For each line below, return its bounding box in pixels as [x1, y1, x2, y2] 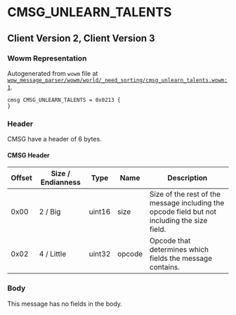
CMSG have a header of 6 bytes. [7, 135, 102, 143]
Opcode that [150, 236, 191, 246]
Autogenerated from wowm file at [7, 69, 98, 77]
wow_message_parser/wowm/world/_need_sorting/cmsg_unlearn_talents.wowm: [7, 77, 228, 84]
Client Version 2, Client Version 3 [7, 32, 156, 44]
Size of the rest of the [150, 189, 221, 199]
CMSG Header [7, 150, 51, 159]
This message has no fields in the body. [7, 300, 123, 308]
